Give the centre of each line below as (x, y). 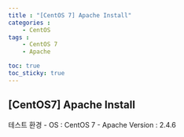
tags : (19, 37)
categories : (29, 23)
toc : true (24, 66)
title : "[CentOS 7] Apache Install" (70, 15)
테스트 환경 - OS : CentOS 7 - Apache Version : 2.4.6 (92, 124)
